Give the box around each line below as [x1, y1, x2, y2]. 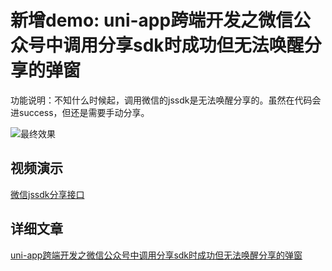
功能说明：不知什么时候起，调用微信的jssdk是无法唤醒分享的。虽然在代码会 [10, 94, 322, 106]
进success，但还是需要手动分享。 [10, 106, 150, 118]
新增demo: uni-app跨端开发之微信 [10, 9, 294, 32]
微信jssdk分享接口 [10, 188, 85, 200]
